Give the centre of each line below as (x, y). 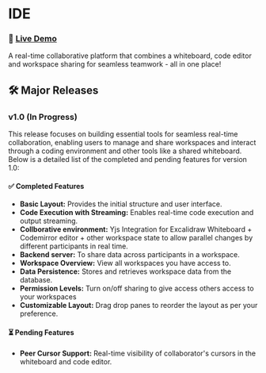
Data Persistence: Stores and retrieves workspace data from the (125, 271)
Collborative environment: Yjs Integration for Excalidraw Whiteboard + (136, 229)
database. (36, 280)
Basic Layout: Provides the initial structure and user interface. (121, 204)
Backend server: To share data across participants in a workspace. (129, 255)
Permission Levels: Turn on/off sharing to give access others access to (137, 288)
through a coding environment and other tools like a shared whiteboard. (125, 151)
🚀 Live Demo (32, 39)
